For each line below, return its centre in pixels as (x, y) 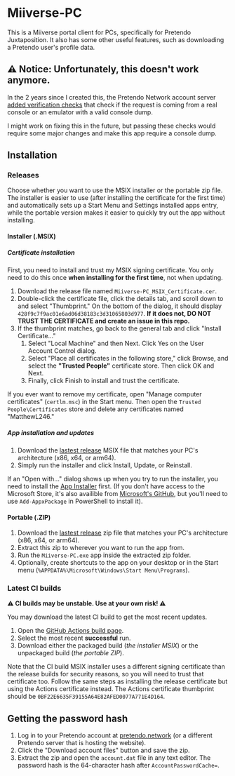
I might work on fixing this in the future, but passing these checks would (112, 126)
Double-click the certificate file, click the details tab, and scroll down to (120, 299)
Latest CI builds (34, 589)
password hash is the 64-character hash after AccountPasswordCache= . (118, 765)
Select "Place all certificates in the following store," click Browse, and (128, 358)
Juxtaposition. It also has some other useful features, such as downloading (116, 39)
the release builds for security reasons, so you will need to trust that (106, 674)
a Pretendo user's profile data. (51, 47)
